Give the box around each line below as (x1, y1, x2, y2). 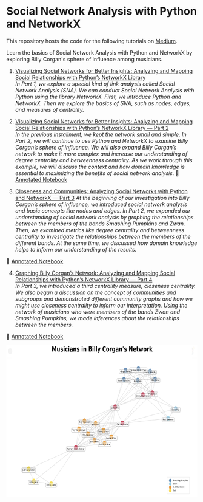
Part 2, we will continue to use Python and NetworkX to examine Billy (15, 137, 188, 144)
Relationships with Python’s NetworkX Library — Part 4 (15, 275, 153, 283)
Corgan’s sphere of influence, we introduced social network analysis (15, 201, 188, 208)
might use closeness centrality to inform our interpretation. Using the (15, 301, 188, 309)
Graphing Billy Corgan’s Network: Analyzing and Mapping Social (15, 269, 176, 277)
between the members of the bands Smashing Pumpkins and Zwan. (15, 220, 185, 227)
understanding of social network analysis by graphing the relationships (15, 213, 194, 221)
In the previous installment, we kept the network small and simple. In (15, 131, 187, 138)
